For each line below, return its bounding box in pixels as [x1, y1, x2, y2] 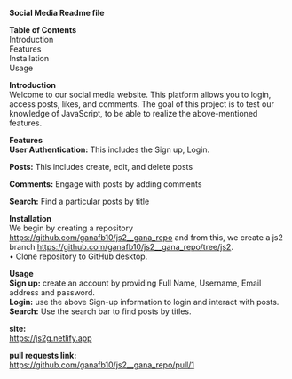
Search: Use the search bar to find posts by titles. [9, 306, 193, 317]
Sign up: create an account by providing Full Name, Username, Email [9, 278, 262, 288]
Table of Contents [9, 25, 77, 35]
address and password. [9, 287, 96, 297]
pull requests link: [9, 351, 77, 360]
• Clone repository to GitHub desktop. [9, 251, 148, 262]
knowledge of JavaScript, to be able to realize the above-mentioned [9, 109, 258, 118]
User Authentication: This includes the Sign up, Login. [9, 144, 210, 155]
